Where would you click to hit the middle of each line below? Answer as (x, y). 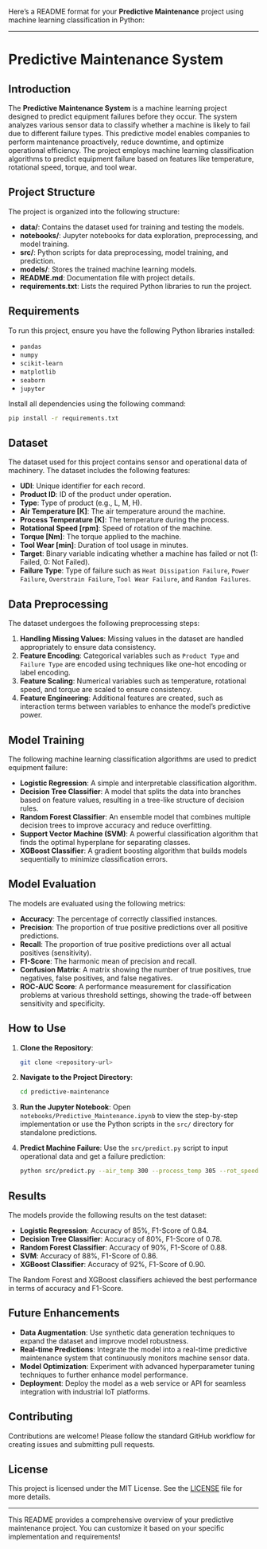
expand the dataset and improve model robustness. (104, 1340)
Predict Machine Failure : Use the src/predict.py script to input (124, 1148)
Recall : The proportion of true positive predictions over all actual (126, 944)
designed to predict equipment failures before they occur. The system (123, 116)
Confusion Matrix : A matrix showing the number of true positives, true (135, 969)
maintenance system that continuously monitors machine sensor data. (135, 1358)
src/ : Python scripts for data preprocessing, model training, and (124, 252)
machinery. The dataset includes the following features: (99, 471)
